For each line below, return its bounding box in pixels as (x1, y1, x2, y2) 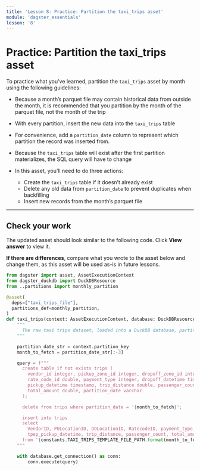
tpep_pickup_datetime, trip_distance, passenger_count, (27, 432, 169, 438)
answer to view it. (6, 243, 51, 250)
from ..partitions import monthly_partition (6, 283, 118, 289)
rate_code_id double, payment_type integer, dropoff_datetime (27, 377, 185, 383)
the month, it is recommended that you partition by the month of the (14, 102, 182, 109)
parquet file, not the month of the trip (14, 109, 106, 116)
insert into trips (21, 415, 68, 421)
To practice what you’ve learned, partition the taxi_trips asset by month (6, 78, 186, 85)
